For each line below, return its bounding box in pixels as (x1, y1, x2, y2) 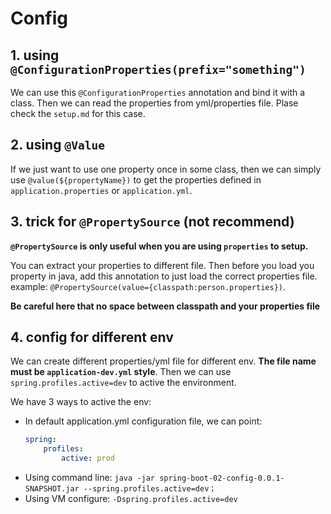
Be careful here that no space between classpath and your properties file (10, 300, 321, 312)
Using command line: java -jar (24, 472, 155, 484)
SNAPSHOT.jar (24, 484, 80, 494)
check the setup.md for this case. (10, 108, 146, 119)
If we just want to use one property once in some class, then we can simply (10, 163, 322, 175)
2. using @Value (10, 137, 105, 154)
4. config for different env (10, 329, 174, 346)
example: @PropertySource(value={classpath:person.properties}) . (10, 280, 287, 292)
